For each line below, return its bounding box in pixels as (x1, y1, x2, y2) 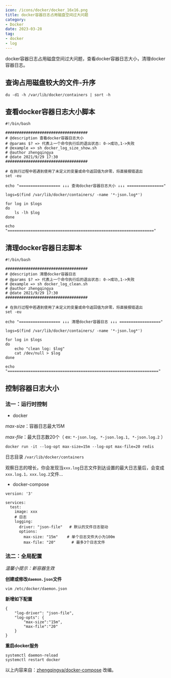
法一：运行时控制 (5, 400, 47, 408)
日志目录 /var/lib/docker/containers (5, 454, 84, 460)
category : (5, 17, 27, 22)
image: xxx (14, 509, 38, 514)
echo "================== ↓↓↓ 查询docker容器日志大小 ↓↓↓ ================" (5, 183, 166, 188)
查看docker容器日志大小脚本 (5, 107, 95, 116)
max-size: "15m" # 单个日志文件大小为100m (23, 534, 115, 539)
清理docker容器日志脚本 (5, 243, 82, 252)
